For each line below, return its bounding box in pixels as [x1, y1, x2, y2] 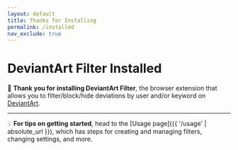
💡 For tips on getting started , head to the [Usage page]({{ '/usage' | [7, 120, 207, 128]
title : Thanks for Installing [7, 17, 97, 24]
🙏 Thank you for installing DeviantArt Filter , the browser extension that [7, 84, 217, 93]
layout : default [7, 10, 55, 18]
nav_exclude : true [7, 30, 62, 37]
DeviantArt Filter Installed [7, 61, 162, 76]
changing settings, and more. [7, 135, 93, 144]
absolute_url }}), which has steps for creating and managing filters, [7, 127, 203, 136]
